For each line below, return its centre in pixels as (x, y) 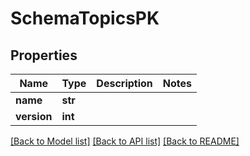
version (34, 116)
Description (124, 83)
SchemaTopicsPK (85, 18)
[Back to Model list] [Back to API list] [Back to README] (125, 141)
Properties (44, 55)
